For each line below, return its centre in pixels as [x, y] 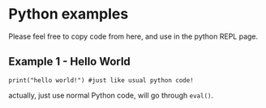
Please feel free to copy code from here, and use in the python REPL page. [133, 36]
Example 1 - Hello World [70, 62]
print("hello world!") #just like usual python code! [101, 80]
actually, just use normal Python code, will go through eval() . [111, 95]
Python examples [69, 14]
